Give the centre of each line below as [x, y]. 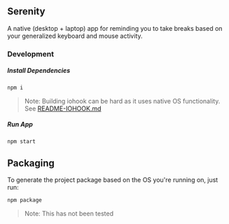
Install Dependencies [39, 71]
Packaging [31, 163]
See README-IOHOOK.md [63, 108]
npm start [22, 141]
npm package [25, 200]
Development [31, 54]
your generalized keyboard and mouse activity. [75, 36]
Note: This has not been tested [69, 213]
